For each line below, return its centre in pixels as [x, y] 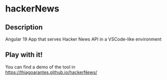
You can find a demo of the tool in [40, 67]
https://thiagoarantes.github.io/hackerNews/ [51, 72]
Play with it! [24, 55]
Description [24, 27]
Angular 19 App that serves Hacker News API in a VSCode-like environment [83, 39]
